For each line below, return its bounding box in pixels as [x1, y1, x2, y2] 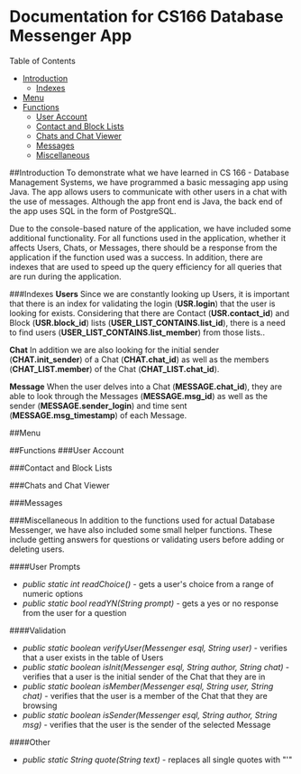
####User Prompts [9, 561, 81, 572]
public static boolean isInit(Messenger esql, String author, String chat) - [22, 661, 290, 672]
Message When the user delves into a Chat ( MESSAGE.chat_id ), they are [9, 381, 282, 392]
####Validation [9, 625, 67, 636]
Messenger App [9, 25, 132, 46]
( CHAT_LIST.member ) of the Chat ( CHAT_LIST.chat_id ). [9, 363, 220, 374]
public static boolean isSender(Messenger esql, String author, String [22, 709, 278, 720]
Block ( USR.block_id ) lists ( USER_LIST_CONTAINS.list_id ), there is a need [9, 317, 286, 328]
